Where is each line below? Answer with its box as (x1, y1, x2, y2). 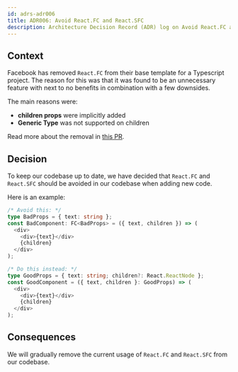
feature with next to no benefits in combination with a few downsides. (7, 84, 210, 92)
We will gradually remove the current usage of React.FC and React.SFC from (7, 350, 228, 359)
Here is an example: (7, 193, 66, 201)
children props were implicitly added (17, 111, 126, 120)
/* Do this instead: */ (7, 266, 78, 273)
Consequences (7, 331, 76, 344)
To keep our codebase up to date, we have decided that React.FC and (7, 171, 210, 180)
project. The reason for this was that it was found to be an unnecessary (7, 76, 216, 85)
